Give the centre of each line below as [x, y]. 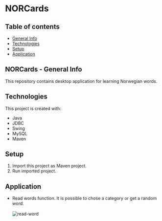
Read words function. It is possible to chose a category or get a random [84, 198]
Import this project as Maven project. [49, 166]
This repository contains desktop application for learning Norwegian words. [81, 81]
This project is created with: [33, 108]
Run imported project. [34, 171]
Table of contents [32, 27]
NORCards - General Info [44, 69]
